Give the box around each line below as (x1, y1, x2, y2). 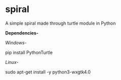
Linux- (5, 59, 19, 65)
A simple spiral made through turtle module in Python (5, 20, 116, 26)
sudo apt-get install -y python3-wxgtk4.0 (5, 69, 91, 75)
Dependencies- (5, 30, 39, 36)
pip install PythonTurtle (5, 49, 53, 55)
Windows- (5, 39, 27, 46)
